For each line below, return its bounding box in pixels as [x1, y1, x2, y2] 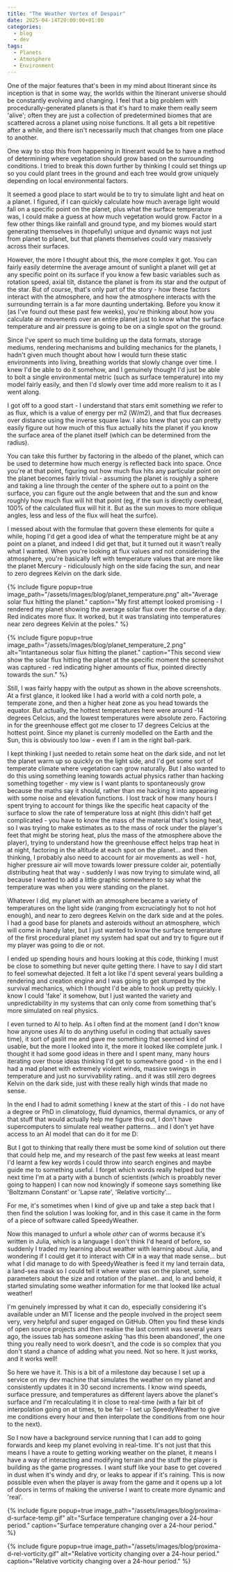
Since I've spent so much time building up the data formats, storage [7, 336, 202, 344]
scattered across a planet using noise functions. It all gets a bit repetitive [7, 118, 216, 126]
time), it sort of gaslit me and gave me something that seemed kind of [7, 1035, 207, 1043]
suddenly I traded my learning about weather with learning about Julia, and [7, 1244, 223, 1253]
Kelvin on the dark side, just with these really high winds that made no [7, 1079, 208, 1088]
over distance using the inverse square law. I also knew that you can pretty [7, 416, 221, 424]
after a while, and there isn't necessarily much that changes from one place [7, 126, 224, 134]
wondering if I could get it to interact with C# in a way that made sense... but [7, 1252, 226, 1260]
